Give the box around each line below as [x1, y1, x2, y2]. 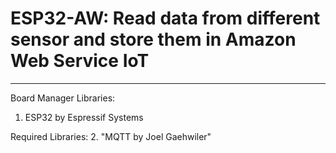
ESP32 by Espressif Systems [24, 111, 144, 123]
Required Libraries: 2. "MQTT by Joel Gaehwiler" [10, 130, 212, 142]
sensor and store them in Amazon [10, 28, 297, 51]
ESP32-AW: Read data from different [10, 7, 321, 30]
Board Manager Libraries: [10, 92, 116, 104]
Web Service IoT [10, 50, 150, 72]
